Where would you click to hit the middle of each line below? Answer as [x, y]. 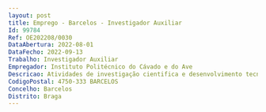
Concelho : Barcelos [40, 89]
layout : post [30, 15]
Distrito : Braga [35, 96]
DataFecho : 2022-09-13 [46, 52]
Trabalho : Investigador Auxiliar [63, 60]
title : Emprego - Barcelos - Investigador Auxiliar [95, 23]
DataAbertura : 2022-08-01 [51, 45]
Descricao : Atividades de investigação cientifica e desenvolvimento [125, 74]
